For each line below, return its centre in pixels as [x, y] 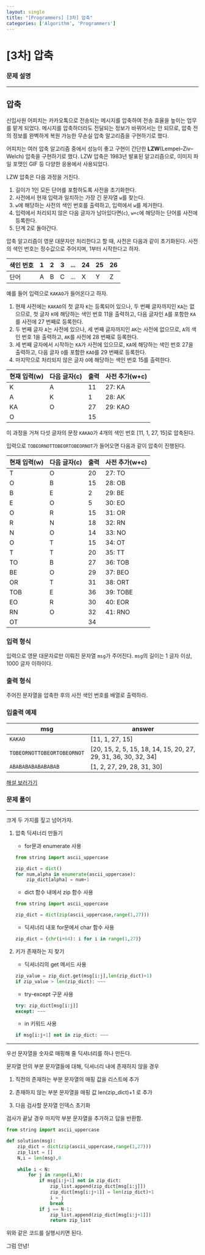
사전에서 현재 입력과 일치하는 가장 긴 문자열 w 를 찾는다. [80, 197]
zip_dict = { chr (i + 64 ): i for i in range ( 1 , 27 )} [78, 939]
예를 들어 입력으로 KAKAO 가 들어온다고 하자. [57, 293]
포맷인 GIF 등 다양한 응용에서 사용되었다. [61, 164]
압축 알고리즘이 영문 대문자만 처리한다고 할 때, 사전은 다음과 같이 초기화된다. [97, 241]
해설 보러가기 [22, 782]
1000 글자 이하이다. [30, 663]
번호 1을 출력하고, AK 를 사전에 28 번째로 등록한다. [80, 337]
